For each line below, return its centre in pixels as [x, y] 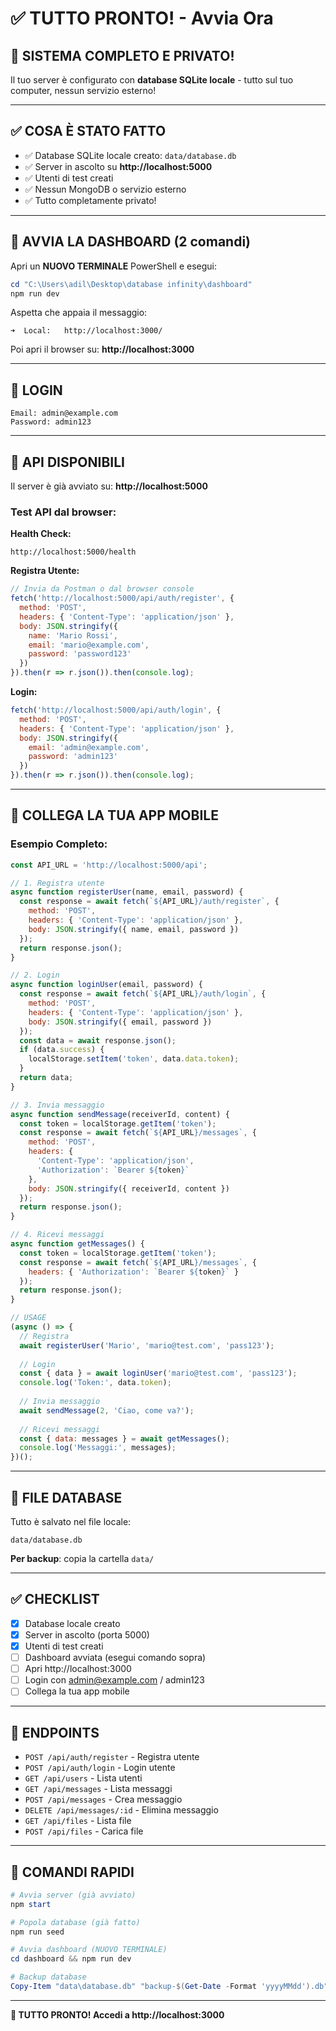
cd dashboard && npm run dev [71, 1959]
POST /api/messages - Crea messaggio [103, 1799]
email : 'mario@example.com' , [89, 645]
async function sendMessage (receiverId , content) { [120, 1114]
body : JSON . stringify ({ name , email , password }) [134, 929]
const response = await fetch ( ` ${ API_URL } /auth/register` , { [149, 902]
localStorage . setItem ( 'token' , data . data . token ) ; [134, 1059]
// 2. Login [35, 975]
